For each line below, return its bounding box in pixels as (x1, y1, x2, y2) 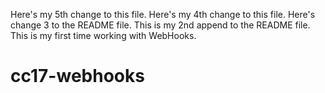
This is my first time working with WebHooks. (10, 30, 197, 41)
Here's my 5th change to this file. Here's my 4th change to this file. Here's (10, 9, 316, 20)
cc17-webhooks (10, 65, 145, 88)
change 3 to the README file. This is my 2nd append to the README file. (10, 19, 311, 31)
